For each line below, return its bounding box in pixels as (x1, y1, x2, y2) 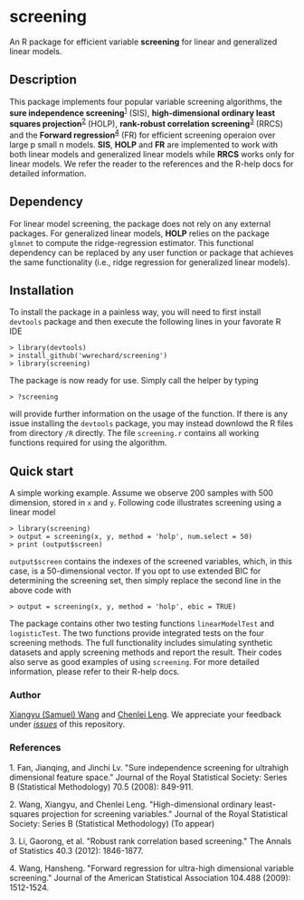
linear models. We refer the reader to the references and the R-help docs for (9, 158, 294, 169)
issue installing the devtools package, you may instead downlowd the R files (9, 418, 294, 429)
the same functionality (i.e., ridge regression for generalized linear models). (9, 256, 291, 268)
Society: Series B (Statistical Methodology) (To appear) (9, 818, 215, 829)
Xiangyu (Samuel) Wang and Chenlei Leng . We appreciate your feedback (9, 709, 282, 720)
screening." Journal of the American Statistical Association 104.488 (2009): (9, 872, 291, 883)
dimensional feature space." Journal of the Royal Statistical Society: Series (9, 772, 288, 782)
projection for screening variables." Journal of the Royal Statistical (41, 808, 288, 819)
